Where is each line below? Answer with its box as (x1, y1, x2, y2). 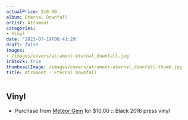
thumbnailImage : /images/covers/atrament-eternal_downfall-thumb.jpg (6, 64, 183, 70)
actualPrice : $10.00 (6, 8, 58, 15)
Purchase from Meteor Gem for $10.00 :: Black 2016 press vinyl (14, 108, 170, 115)
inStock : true (6, 58, 42, 64)
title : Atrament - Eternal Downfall (6, 70, 97, 75)
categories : (6, 25, 36, 31)
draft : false (6, 42, 39, 48)
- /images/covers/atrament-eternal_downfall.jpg (6, 53, 129, 59)
